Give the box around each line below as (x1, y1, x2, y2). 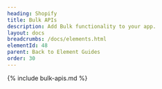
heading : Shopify (7, 10, 57, 17)
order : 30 (7, 55, 36, 62)
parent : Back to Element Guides (7, 49, 100, 56)
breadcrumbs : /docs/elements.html (7, 36, 107, 43)
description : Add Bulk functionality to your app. (7, 23, 156, 30)
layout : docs (7, 29, 45, 37)
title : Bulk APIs (7, 17, 57, 23)
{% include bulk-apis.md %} (7, 74, 88, 82)
